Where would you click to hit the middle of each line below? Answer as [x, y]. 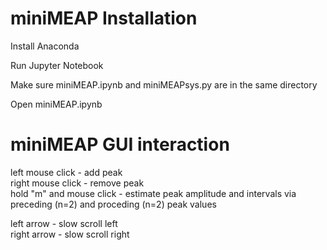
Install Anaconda [45, 46]
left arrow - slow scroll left [64, 223]
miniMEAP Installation [104, 18]
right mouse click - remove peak [77, 183]
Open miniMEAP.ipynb [56, 104]
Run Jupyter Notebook [57, 65]
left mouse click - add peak [66, 172]
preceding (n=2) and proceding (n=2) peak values [113, 204]
